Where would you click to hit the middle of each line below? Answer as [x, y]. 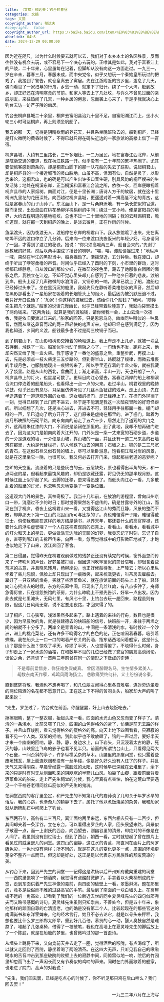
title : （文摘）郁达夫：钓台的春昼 [36, 10]
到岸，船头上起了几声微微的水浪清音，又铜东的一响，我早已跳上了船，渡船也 [82, 281]
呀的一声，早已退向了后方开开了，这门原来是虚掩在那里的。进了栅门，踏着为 [82, 414]
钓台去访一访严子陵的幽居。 [33, 105]
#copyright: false [25, 28]
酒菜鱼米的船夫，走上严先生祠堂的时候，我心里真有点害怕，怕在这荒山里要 [80, 779]
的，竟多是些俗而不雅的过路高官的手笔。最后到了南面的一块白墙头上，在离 [80, 890]
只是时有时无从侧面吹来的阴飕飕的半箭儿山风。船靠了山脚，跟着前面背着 [86, 773]
